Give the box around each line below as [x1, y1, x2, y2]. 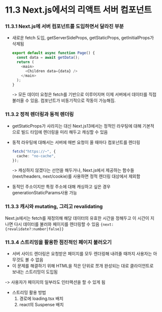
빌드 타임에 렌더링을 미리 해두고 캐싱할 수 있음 [21, 129, 108, 135]
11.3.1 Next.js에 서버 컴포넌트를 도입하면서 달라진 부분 [5, 23, 124, 30]
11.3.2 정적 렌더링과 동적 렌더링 [5, 111, 74, 118]
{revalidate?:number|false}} [5, 227, 64, 231]
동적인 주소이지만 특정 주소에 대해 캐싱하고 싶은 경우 [12, 184, 111, 190]
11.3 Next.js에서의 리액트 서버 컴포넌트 [5, 4, 152, 16]
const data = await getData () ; [16, 55, 80, 60]
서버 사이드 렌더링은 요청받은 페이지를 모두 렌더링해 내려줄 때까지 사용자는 [12, 251, 152, 256]
